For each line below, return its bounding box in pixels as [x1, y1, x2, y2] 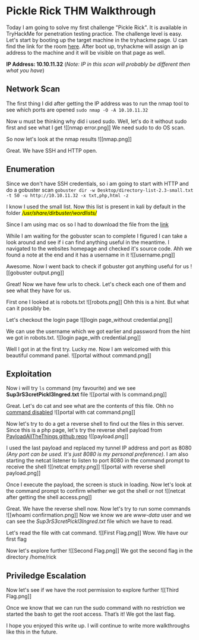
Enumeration [6, 164, 55, 175]
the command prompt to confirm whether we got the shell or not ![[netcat [6, 487, 186, 495]
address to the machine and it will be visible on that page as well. [6, 49, 166, 56]
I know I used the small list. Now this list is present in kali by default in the [6, 203, 186, 210]
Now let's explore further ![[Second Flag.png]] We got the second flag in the [6, 547, 193, 555]
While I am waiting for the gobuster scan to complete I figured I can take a [6, 232, 187, 239]
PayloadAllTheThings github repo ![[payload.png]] [6, 433, 129, 440]
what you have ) [6, 66, 45, 74]
